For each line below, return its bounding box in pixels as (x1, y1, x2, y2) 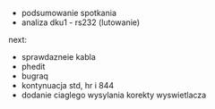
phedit (21, 62, 46, 71)
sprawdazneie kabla (21, 52, 96, 62)
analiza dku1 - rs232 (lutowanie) (21, 17, 141, 28)
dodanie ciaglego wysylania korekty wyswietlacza (21, 89, 207, 100)
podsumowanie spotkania (21, 8, 117, 18)
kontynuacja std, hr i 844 (21, 80, 115, 90)
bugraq (21, 71, 48, 81)
